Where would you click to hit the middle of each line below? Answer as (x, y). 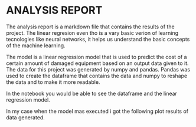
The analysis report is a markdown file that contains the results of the (91, 27)
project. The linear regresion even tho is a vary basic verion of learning (92, 32)
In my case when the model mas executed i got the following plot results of (97, 111)
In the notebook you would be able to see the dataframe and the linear (92, 93)
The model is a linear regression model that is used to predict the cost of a (97, 57)
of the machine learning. (36, 45)
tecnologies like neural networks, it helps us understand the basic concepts (98, 39)
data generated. (26, 117)
